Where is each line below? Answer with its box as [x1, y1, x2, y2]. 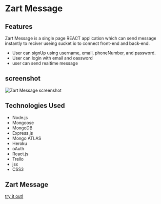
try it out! [5, 193, 23, 199]
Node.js [12, 114, 28, 120]
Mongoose [12, 120, 34, 125]
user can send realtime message [12, 61, 78, 66]
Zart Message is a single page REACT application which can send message [5, 35, 157, 41]
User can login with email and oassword [12, 55, 93, 61]
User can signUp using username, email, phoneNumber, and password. [12, 50, 156, 56]
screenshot [5, 74, 40, 83]
